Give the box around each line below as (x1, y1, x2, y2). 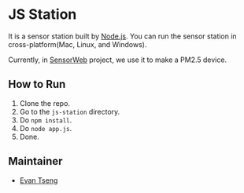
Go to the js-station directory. (19, 107, 120, 116)
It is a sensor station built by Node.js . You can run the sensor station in (8, 31, 238, 41)
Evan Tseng (19, 175, 58, 185)
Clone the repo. (19, 98, 71, 107)
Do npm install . (19, 115, 72, 125)
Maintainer (8, 155, 63, 168)
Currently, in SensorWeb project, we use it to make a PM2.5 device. (8, 55, 227, 64)
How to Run (8, 78, 66, 91)
